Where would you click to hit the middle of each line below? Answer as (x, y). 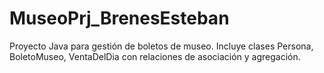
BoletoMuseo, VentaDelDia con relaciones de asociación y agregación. (155, 56)
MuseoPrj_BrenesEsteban (119, 18)
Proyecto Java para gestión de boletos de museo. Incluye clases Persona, (161, 46)
